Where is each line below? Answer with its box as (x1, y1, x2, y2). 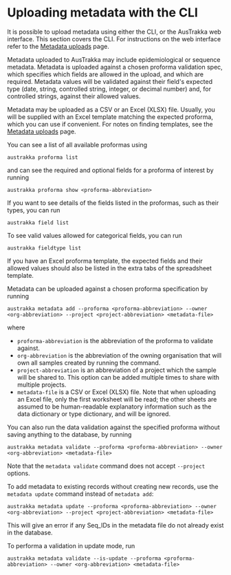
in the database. (7, 528, 53, 536)
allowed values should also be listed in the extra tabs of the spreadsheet (7, 263, 212, 272)
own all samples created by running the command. (16, 358, 161, 367)
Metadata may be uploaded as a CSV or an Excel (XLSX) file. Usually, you (7, 105, 215, 113)
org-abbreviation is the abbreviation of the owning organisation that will (16, 351, 222, 359)
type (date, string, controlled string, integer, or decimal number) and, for (7, 85, 212, 93)
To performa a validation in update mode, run (7, 541, 135, 550)
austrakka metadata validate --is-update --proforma (7, 555, 162, 562)
